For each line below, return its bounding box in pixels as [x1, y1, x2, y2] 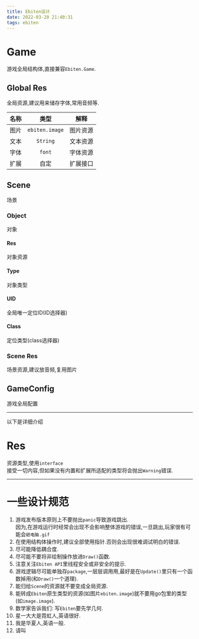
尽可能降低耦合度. [15, 546, 58, 553]
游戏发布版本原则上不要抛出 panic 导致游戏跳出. [15, 516, 129, 523]
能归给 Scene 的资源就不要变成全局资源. [15, 583, 108, 590]
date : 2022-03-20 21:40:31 [6, 14, 73, 20]
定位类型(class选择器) [6, 337, 60, 344]
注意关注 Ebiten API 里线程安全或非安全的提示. [15, 560, 126, 567]
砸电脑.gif [25, 532, 50, 538]
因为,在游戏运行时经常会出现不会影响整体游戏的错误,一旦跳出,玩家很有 [15, 524, 185, 531]
